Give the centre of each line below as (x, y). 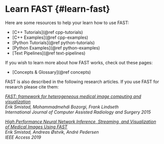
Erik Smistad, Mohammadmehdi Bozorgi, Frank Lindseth (62, 107)
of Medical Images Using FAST (36, 127)
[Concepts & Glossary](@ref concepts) (51, 72)
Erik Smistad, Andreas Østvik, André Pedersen (52, 132)
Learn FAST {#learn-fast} (58, 9)
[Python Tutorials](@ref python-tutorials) (53, 42)
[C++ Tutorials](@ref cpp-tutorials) (47, 32)
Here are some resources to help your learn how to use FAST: (67, 23)
